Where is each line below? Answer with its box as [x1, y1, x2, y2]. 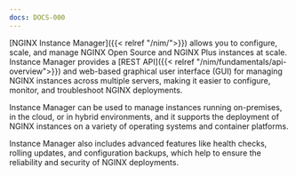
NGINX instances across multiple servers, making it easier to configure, [9, 75, 271, 85]
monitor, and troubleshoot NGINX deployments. [9, 84, 183, 95]
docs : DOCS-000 [9, 12, 66, 22]
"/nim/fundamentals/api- [196, 56, 287, 67]
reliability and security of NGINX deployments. [9, 156, 180, 167]
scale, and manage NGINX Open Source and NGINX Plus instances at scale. [9, 46, 287, 58]
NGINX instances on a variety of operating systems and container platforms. [9, 121, 289, 132]
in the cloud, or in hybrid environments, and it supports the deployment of [9, 111, 280, 122]
